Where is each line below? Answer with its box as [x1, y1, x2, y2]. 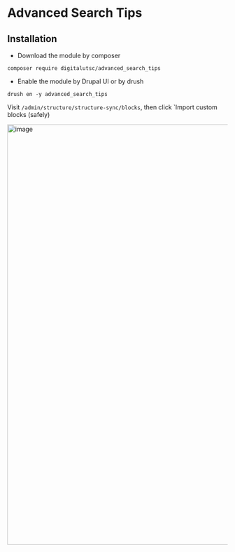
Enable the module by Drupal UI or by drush [17, 77, 144, 85]
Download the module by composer [17, 51, 121, 60]
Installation [7, 33, 57, 45]
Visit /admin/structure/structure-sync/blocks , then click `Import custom [7, 103, 218, 111]
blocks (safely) [7, 111, 50, 118]
